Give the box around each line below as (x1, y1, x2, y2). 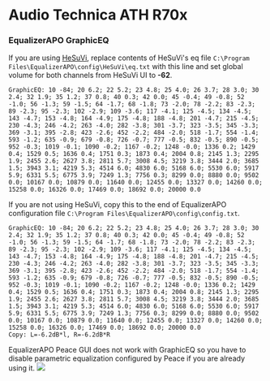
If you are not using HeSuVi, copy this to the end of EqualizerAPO (8, 200, 227, 210)
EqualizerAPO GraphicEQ (8, 35, 109, 46)
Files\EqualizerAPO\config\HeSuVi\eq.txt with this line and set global (8, 62, 243, 71)
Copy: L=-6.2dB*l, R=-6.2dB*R (8, 331, 111, 339)
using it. (8, 363, 35, 373)
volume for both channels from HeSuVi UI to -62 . (8, 71, 173, 80)
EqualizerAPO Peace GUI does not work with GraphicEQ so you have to (8, 345, 246, 355)
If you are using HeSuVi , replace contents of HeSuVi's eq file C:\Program (8, 53, 250, 63)
